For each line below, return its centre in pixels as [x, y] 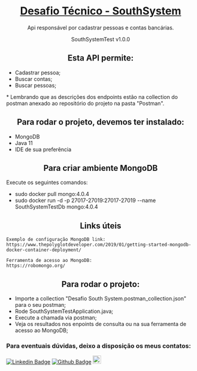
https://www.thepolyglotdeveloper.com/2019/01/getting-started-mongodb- [99, 245]
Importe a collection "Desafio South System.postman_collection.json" [101, 298]
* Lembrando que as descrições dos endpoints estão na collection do [92, 96]
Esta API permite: [101, 58]
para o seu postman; [40, 305]
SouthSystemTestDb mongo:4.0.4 [56, 207]
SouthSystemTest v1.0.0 [101, 39]
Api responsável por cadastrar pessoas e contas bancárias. [101, 28]
